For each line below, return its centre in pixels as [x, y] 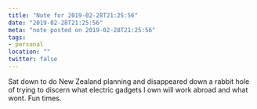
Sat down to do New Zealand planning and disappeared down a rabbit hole [129, 81]
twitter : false [33, 60]
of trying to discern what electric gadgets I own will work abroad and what [128, 89]
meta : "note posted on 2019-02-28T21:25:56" [82, 30]
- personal [26, 45]
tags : [17, 37]
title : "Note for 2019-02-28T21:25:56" [73, 15]
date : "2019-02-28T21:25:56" [56, 23]
